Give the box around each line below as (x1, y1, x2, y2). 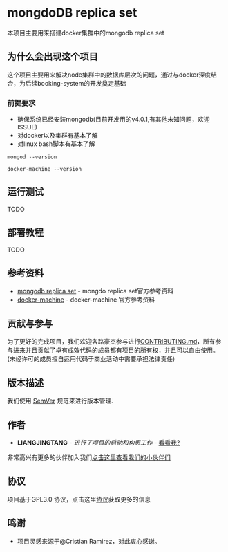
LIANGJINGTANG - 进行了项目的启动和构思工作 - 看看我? (17, 438, 180, 447)
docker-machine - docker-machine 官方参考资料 (17, 295, 155, 304)
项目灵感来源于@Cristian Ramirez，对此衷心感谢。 (17, 537, 161, 545)
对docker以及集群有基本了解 (17, 131, 98, 140)
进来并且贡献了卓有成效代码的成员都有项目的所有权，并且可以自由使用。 (12, 346, 219, 354)
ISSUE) (17, 123, 38, 131)
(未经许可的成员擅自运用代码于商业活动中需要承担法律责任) (7, 355, 175, 363)
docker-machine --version (7, 166, 82, 173)
